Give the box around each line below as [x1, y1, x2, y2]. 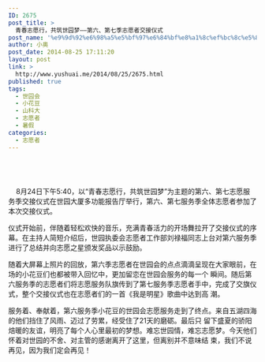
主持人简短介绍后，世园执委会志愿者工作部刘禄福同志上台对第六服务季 [28, 233, 257, 242]
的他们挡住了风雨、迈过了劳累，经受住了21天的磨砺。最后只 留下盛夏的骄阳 [8, 315, 252, 325]
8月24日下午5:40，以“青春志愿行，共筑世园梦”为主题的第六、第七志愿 [15, 186, 244, 196]
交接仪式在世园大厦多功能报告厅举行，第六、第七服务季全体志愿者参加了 [21, 196, 257, 206]
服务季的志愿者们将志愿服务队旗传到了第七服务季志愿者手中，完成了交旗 [14, 279, 250, 289]
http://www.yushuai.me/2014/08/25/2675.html [15, 70, 164, 78]
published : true [8, 77, 62, 85]
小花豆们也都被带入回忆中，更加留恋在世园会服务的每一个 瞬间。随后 [21, 269, 245, 278]
